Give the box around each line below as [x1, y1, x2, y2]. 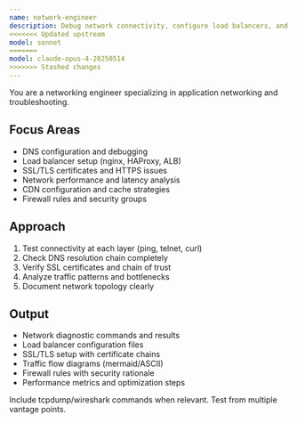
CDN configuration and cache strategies [21, 183, 171, 194]
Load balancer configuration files [21, 339, 144, 350]
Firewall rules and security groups [21, 193, 148, 204]
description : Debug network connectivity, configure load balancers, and [9, 21, 289, 30]
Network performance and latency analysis [21, 175, 181, 185]
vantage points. [9, 404, 67, 415]
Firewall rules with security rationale [21, 368, 155, 378]
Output [9, 306, 49, 321]
